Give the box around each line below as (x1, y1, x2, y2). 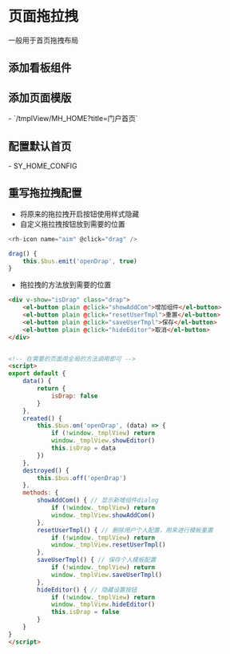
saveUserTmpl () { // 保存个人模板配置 (37, 556, 157, 564)
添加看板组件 (8, 61, 72, 75)
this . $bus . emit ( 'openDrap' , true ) (22, 257, 137, 265)
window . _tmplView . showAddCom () (50, 511, 156, 519)
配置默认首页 (8, 139, 72, 153)
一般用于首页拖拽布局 (8, 35, 78, 45)
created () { (22, 414, 62, 422)
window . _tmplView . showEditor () (50, 437, 156, 445)
